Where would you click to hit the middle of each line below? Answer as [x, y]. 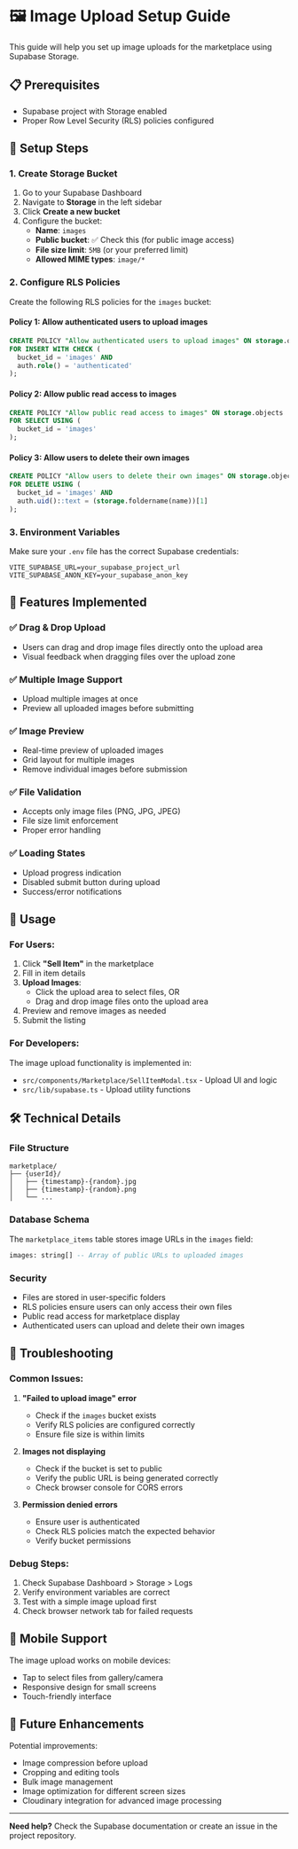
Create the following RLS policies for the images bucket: [110, 302]
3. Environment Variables [65, 532]
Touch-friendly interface [67, 1696]
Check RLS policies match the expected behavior [125, 1531]
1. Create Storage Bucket [63, 174]
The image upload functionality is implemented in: [101, 1062]
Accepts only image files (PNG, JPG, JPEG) [101, 811]
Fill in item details [54, 973]
